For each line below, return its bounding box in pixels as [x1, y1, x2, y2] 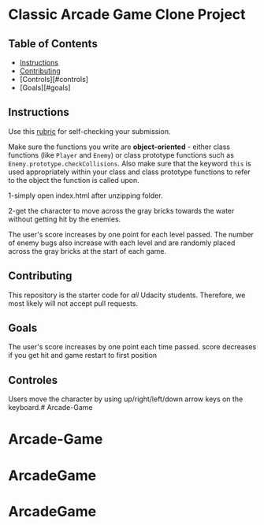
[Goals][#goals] [19, 83, 71, 92]
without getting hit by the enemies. [8, 214, 121, 224]
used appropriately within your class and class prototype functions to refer [8, 167, 251, 177]
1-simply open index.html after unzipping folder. [8, 191, 163, 200]
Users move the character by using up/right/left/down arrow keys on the [8, 394, 244, 404]
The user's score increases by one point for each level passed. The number [8, 229, 255, 239]
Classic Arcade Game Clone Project [8, 6, 246, 24]
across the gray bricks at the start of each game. [8, 246, 167, 255]
